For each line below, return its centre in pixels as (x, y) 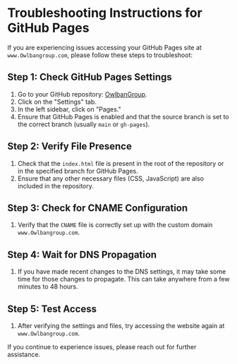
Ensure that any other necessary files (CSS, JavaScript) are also (111, 178)
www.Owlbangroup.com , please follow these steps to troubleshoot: (100, 55)
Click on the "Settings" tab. (57, 102)
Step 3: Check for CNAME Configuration (98, 208)
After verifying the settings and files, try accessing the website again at (121, 326)
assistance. (24, 354)
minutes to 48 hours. (48, 286)
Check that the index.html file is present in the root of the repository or (121, 163)
